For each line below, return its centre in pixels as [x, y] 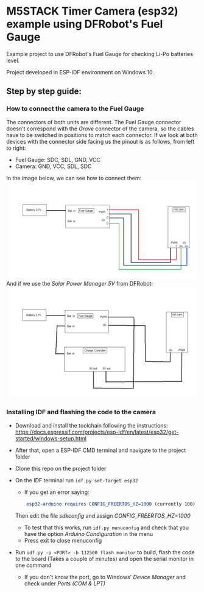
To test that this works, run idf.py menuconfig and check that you [106, 527]
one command [33, 565]
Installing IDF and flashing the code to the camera [81, 412]
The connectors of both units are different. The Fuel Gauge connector [94, 122]
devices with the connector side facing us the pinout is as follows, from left [100, 141]
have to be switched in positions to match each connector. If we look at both [102, 135]
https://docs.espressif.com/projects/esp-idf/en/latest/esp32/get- [97, 432]
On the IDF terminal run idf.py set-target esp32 [76, 480]
